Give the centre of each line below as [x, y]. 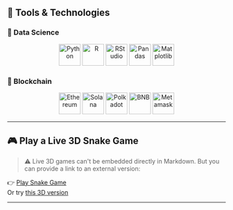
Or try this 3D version [38, 192]
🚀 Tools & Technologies [59, 13]
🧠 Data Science [33, 33]
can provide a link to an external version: [82, 168]
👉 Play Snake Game [37, 182]
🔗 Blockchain [29, 81]
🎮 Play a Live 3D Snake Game [73, 141]
